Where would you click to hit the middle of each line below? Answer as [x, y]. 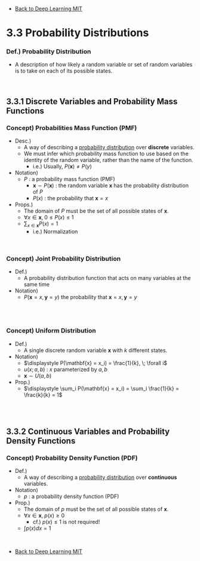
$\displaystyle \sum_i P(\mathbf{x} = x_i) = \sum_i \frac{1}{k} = [101, 388]
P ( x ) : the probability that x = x [70, 198]
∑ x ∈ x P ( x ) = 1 [41, 224]
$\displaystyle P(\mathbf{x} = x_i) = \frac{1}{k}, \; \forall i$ [96, 363]
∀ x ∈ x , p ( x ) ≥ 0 [44, 515]
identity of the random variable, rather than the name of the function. [108, 160]
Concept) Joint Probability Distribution [64, 258]
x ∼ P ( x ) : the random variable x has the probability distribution [111, 186]
